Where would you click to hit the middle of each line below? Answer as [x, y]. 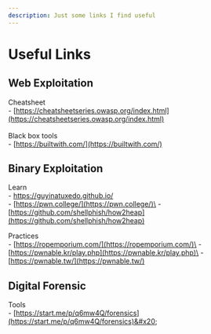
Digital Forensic [47, 286]
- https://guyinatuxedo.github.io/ [61, 196]
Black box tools [33, 135]
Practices [24, 236]
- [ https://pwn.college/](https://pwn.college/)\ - [85, 204]
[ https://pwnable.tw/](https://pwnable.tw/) [76, 261]
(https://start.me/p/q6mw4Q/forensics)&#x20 [82, 321]
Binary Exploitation [56, 169]
